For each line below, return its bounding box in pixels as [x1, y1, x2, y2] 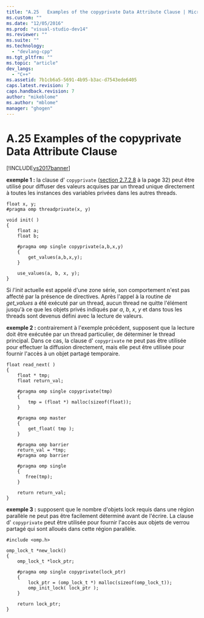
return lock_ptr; [17, 601, 61, 607]
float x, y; [6, 201, 36, 207]
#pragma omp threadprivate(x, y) [6, 207, 91, 213]
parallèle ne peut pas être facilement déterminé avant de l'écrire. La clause [6, 513, 194, 520]
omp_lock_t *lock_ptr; [17, 558, 75, 564]
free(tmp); [25, 474, 53, 480]
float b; [17, 233, 39, 240]
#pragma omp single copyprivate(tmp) [17, 388, 113, 395]
